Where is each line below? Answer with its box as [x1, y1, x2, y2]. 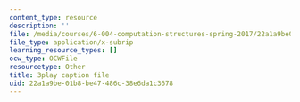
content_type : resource [9, 12, 98, 22]
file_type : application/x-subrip [9, 37, 134, 47]
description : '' [9, 21, 70, 30]
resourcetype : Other [9, 63, 87, 72]
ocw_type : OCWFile [9, 54, 78, 63]
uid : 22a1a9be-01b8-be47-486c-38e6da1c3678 [9, 79, 174, 88]
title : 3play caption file [9, 71, 110, 80]
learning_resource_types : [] [9, 46, 118, 55]
